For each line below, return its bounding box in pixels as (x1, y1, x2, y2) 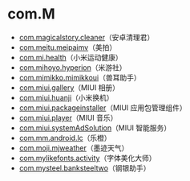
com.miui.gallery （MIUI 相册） (18, 82, 120, 93)
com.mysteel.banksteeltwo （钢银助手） (18, 162, 151, 173)
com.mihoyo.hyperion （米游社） (18, 62, 127, 72)
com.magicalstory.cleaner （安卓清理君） (18, 32, 155, 42)
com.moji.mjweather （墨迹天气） (18, 142, 129, 153)
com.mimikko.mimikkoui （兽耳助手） (18, 72, 141, 82)
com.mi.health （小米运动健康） (18, 52, 123, 62)
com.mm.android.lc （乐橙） (18, 133, 111, 142)
